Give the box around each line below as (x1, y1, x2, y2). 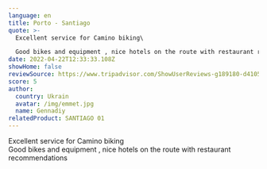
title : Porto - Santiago (8, 19, 91, 27)
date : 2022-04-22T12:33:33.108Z (8, 56, 115, 63)
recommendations (8, 153, 68, 163)
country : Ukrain (15, 92, 69, 100)
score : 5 (8, 77, 37, 86)
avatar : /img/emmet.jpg (15, 100, 94, 108)
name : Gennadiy (15, 107, 66, 115)
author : (8, 85, 34, 93)
